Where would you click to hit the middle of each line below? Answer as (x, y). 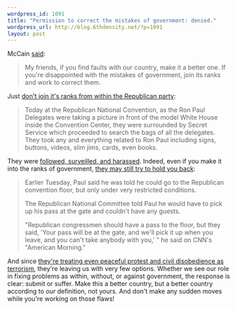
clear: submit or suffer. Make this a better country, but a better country (110, 284)
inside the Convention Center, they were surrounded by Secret (116, 125)
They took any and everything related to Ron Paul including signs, (120, 140)
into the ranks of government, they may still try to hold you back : (102, 169)
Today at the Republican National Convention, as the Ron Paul (115, 110)
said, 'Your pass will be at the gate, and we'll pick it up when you (119, 232)
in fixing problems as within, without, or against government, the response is (119, 276)
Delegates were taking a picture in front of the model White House (121, 117)
